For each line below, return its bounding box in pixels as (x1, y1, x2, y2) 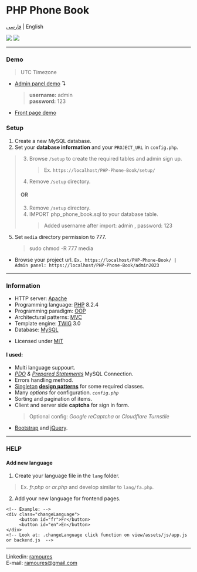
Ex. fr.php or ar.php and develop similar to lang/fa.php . (20, 484, 154, 491)
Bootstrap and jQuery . (14, 424, 68, 431)
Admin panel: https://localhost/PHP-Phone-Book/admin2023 (14, 262, 159, 268)
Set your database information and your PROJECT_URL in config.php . (14, 144, 179, 151)
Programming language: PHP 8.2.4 (14, 301, 98, 308)
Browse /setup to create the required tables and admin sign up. (29, 155, 182, 162)
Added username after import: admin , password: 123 (43, 222, 173, 229)
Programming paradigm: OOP (14, 307, 86, 315)
